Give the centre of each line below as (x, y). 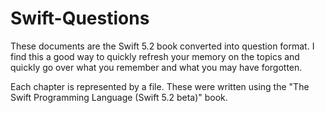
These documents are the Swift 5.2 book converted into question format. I (162, 46)
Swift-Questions (80, 18)
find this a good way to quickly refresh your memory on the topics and (155, 56)
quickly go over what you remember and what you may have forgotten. (156, 67)
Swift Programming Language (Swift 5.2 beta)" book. (119, 97)
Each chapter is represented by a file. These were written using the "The (160, 86)
